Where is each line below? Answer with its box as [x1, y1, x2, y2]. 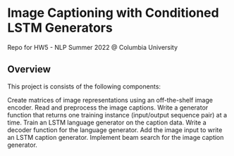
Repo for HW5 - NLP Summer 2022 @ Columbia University [7, 43, 178, 51]
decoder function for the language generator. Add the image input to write [7, 125, 223, 134]
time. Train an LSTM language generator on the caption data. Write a [7, 118, 207, 126]
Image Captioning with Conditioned [7, 5, 220, 21]
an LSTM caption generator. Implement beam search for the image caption [7, 133, 224, 141]
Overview [7, 63, 51, 75]
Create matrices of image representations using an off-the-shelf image [7, 96, 214, 104]
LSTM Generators [7, 20, 113, 36]
